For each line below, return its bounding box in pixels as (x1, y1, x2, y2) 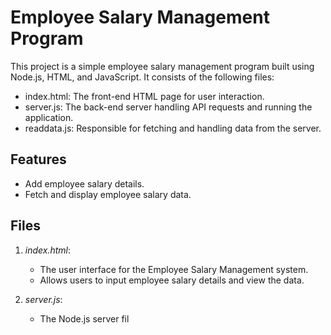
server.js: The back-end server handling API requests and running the (24, 101, 313, 113)
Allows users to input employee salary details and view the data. (39, 274, 305, 286)
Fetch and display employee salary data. (24, 188, 192, 200)
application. (24, 111, 74, 123)
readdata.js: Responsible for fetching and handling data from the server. (24, 122, 322, 134)
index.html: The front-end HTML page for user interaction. (24, 90, 265, 102)
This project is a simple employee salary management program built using (10, 60, 315, 72)
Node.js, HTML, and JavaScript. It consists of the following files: (10, 71, 275, 83)
